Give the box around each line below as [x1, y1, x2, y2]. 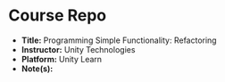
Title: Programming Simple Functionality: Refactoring [21, 35, 217, 45]
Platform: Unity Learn [21, 53, 103, 64]
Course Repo [8, 5, 107, 26]
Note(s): [21, 63, 54, 74]
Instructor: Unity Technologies [21, 44, 136, 54]
